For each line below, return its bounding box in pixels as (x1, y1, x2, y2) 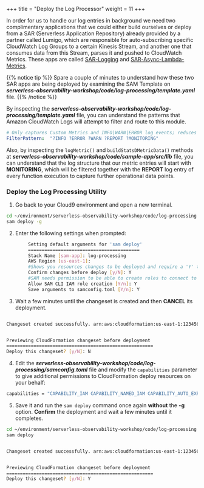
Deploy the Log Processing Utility (6, 187, 107, 196)
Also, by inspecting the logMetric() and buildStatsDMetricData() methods (6, 146, 193, 154)
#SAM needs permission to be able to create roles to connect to (28, 275, 197, 281)
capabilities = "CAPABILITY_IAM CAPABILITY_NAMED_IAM (6, 391, 146, 397)
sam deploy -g (6, 218, 42, 224)
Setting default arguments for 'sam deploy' (28, 241, 143, 247)
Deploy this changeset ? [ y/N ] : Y (6, 476, 91, 482)
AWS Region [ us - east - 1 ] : (28, 258, 91, 264)
